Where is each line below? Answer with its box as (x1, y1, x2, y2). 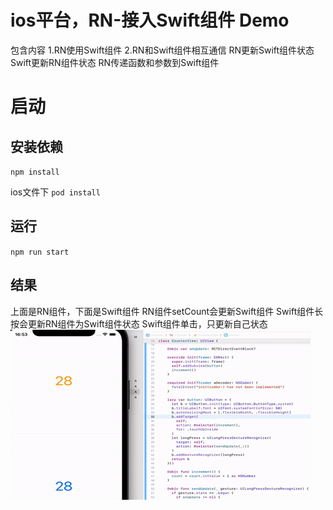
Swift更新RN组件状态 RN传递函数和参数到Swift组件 (10, 56, 220, 68)
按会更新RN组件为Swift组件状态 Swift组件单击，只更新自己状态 (10, 317, 268, 330)
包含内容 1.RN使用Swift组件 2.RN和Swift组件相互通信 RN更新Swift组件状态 (10, 44, 315, 56)
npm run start (10, 247, 70, 257)
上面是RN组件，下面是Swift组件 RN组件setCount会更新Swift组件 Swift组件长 (10, 305, 324, 317)
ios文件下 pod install (10, 186, 101, 198)
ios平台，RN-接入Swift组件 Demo (10, 9, 290, 32)
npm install (10, 167, 60, 177)
